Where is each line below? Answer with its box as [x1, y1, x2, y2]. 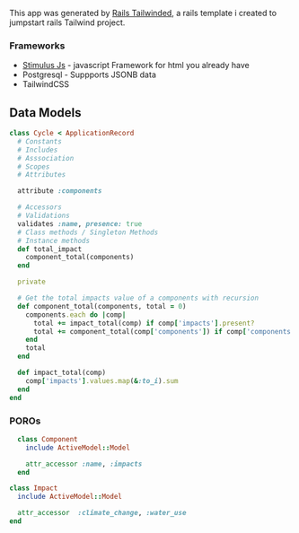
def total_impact [17, 244, 83, 254]
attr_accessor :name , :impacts [25, 459, 143, 468]
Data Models [9, 105, 82, 120]
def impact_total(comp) [17, 368, 106, 378]
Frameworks [9, 39, 66, 52]
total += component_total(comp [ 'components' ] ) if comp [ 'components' [32, 327, 295, 336]
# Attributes [17, 170, 66, 179]
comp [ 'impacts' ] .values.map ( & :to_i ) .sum [25, 376, 179, 385]
